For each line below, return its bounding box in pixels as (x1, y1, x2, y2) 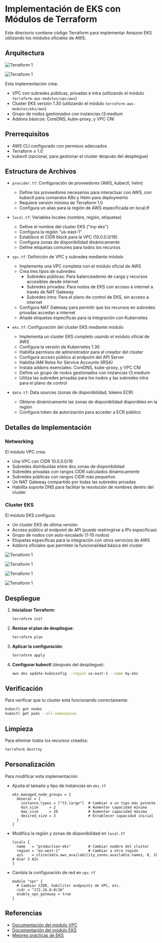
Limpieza (5, 724, 33, 733)
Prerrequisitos (5, 130, 49, 138)
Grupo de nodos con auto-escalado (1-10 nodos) (12, 532, 110, 538)
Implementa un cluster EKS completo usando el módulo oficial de (19, 334, 150, 339)
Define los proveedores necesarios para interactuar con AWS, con (19, 189, 152, 195)
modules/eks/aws (12, 106, 45, 111)
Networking (5, 438, 34, 445)
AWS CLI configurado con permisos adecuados (12, 143, 108, 149)
